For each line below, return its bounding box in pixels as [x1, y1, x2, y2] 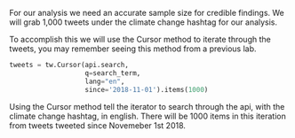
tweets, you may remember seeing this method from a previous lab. [9, 43, 257, 54]
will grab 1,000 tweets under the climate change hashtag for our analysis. [9, 17, 278, 27]
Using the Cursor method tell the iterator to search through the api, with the [9, 101, 285, 111]
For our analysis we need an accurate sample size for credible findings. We [9, 8, 284, 18]
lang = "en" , [84, 77, 125, 86]
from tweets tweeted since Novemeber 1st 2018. [9, 119, 187, 131]
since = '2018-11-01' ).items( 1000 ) [84, 85, 209, 94]
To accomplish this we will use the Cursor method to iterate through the [9, 34, 271, 44]
